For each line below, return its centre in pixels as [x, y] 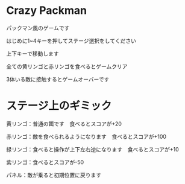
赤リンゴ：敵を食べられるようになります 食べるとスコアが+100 [86, 136]
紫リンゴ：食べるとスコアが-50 [45, 162]
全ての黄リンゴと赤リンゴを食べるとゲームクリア [67, 66]
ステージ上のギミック [59, 106]
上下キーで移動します [33, 53]
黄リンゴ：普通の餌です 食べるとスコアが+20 [64, 124]
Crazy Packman [47, 11]
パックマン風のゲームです [38, 28]
